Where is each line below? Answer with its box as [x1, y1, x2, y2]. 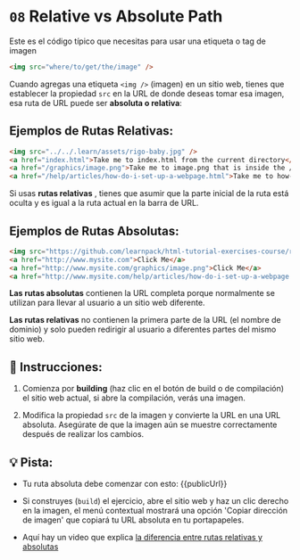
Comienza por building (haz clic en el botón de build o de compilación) [21, 383, 284, 394]
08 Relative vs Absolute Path [9, 6, 223, 27]
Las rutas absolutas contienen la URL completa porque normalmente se [9, 288, 275, 299]
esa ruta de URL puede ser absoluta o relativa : [9, 97, 183, 108]
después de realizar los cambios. [21, 429, 145, 440]
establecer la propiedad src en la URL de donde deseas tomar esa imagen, [9, 87, 285, 99]
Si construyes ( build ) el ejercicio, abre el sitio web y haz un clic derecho [21, 496, 289, 506]
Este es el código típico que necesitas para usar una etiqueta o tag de [9, 36, 266, 46]
